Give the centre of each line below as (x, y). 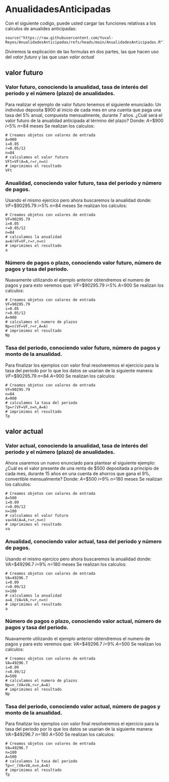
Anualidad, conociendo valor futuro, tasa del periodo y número (83, 183)
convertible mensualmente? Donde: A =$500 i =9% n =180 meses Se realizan (84, 479)
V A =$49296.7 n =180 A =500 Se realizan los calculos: (60, 735)
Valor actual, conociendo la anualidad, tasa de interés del (76, 445)
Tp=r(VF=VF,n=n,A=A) (27, 407)
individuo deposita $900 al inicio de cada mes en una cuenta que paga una (83, 110)
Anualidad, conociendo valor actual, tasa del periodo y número (83, 542)
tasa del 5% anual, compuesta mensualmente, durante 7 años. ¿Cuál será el (84, 115)
